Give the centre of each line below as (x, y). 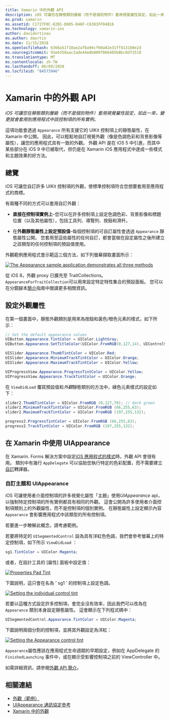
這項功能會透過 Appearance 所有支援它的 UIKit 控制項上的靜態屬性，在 (77, 130)
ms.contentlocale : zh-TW (31, 62)
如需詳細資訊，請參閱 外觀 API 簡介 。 (44, 667)
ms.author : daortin (26, 39)
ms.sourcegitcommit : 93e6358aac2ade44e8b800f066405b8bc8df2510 (73, 52)
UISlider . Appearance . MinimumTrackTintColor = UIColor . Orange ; (72, 358)
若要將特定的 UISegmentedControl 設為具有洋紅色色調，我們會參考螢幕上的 (82, 536)
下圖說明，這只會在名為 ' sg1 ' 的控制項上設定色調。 (59, 583)
